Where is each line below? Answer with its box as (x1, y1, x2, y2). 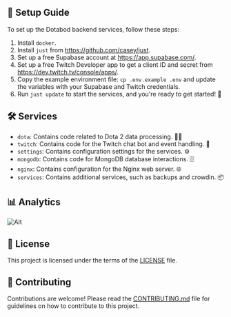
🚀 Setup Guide (7, 7, 70, 19)
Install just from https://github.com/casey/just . (17, 45, 150, 54)
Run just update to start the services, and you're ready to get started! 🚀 (17, 90, 222, 98)
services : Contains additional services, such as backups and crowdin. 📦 (17, 173, 225, 181)
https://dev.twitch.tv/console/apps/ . (17, 68, 119, 76)
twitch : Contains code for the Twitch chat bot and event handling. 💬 (17, 139, 210, 148)
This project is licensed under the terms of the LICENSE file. (7, 256, 178, 265)
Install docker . (17, 39, 57, 47)
